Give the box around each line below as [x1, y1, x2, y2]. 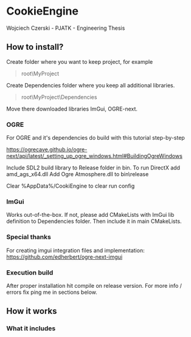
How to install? [6, 42, 64, 52]
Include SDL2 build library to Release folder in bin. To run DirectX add [6, 164, 181, 171]
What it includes [6, 324, 56, 333]
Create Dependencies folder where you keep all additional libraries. [6, 81, 175, 89]
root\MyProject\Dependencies [21, 93, 97, 101]
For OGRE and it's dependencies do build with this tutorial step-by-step [6, 134, 186, 141]
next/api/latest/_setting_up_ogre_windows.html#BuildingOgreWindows [6, 152, 182, 160]
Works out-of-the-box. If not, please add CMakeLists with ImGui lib [6, 211, 175, 219]
